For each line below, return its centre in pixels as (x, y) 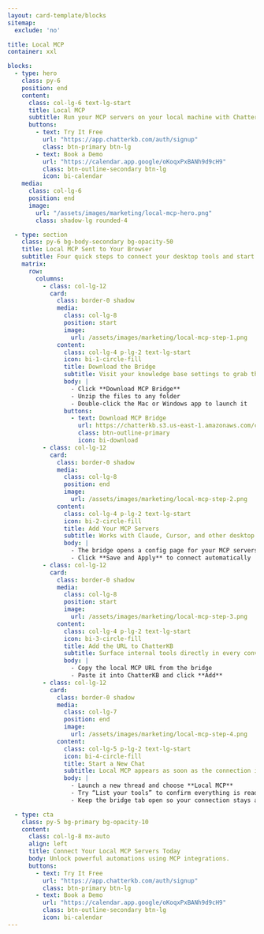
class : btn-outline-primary (124, 433)
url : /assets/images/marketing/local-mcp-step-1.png (159, 337)
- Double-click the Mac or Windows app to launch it (159, 404)
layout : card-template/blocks (57, 15)
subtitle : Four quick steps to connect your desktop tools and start (138, 257)
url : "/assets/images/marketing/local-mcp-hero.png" (124, 213)
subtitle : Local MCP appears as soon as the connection (157, 771)
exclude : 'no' (37, 30)
